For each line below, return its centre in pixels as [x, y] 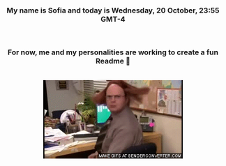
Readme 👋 [113, 61]
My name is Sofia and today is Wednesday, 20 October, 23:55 [113, 10]
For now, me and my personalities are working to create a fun [113, 52]
